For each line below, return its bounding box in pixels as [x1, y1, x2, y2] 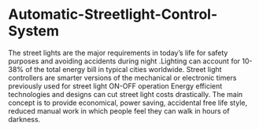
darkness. [8, 114, 41, 124]
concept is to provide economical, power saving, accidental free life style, [8, 98, 248, 107]
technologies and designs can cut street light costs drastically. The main [8, 89, 243, 99]
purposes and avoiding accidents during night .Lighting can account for [8, 56, 241, 66]
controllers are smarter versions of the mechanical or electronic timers [8, 73, 237, 82]
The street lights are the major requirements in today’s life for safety [8, 48, 228, 57]
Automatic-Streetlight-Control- [8, 5, 218, 23]
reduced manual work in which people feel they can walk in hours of [8, 106, 230, 115]
